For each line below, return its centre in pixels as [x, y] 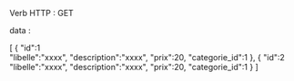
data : [20, 30]
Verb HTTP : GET [42, 13]
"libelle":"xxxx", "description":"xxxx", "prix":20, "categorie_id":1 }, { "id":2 [147, 57]
